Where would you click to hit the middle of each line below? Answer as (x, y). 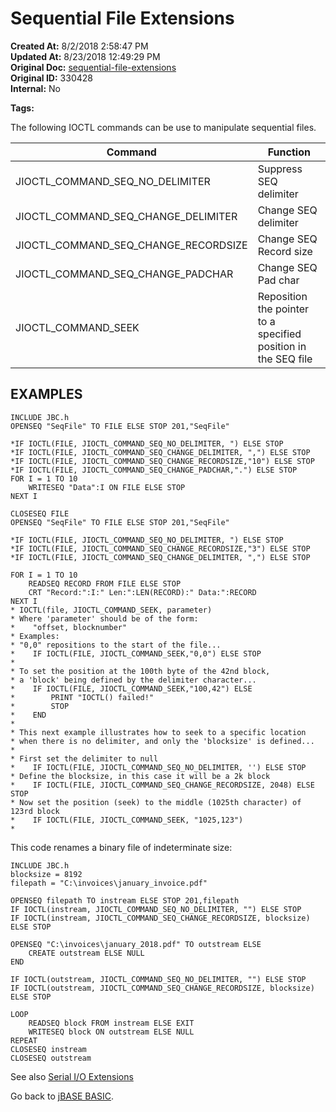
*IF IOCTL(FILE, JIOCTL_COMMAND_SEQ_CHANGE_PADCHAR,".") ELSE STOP (154, 470)
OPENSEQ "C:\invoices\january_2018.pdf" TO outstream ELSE (136, 944)
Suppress (280, 169)
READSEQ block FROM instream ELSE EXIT (111, 1023)
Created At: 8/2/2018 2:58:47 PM (79, 46)
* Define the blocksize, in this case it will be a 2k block (140, 776)
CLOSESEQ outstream (51, 1058)
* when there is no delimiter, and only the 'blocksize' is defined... (162, 741)
